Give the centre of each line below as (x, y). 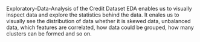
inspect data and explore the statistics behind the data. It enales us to (93, 15)
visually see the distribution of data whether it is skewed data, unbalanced (99, 21)
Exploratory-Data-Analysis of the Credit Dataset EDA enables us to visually (99, 9)
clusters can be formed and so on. (49, 34)
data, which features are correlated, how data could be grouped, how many (100, 27)
